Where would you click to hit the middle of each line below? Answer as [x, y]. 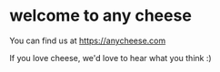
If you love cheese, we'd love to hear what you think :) [110, 58]
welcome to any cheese [101, 16]
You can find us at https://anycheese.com [88, 40]
